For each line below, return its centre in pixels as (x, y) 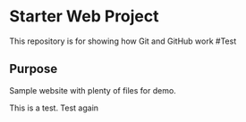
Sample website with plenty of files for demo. (93, 90)
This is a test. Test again (54, 108)
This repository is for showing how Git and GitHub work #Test (123, 41)
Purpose (34, 69)
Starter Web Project (84, 16)
